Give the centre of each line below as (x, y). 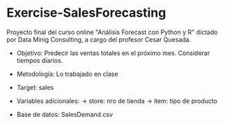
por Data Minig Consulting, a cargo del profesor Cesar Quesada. (99, 39)
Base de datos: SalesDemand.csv (64, 114)
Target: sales (35, 87)
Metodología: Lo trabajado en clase (67, 74)
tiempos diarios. (40, 60)
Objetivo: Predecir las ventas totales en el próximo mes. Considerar (113, 53)
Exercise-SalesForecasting (86, 13)
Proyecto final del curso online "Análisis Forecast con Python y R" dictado (112, 32)
